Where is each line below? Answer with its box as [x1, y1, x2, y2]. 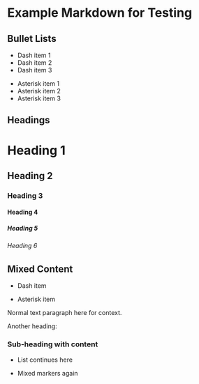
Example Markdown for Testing [7, 5, 193, 21]
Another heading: [7, 322, 57, 330]
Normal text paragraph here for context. [7, 309, 122, 317]
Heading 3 [7, 190, 43, 200]
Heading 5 [7, 224, 38, 233]
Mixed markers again [17, 369, 78, 377]
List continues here [17, 355, 73, 364]
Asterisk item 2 [17, 87, 61, 95]
